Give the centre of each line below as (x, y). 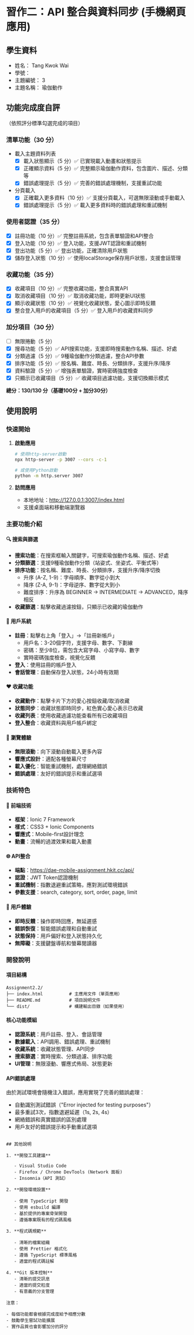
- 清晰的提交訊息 (32, 1279)
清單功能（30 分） (32, 140)
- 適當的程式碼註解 (34, 1262)
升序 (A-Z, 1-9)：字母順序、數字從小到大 (72, 577)
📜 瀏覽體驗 (19, 737)
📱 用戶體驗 (19, 907)
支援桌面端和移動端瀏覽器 (54, 507)
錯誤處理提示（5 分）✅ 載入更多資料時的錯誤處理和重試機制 (95, 205)
